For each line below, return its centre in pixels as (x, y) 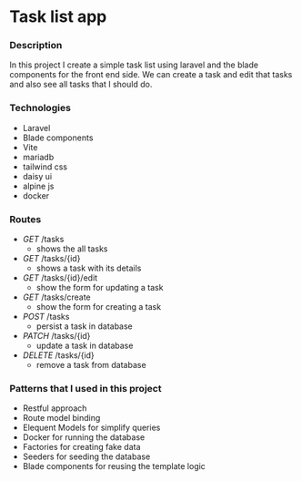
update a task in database (85, 346)
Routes (25, 219)
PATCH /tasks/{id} (56, 336)
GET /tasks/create (56, 297)
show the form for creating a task (99, 307)
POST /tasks (46, 317)
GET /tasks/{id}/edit (60, 278)
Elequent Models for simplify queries (91, 428)
